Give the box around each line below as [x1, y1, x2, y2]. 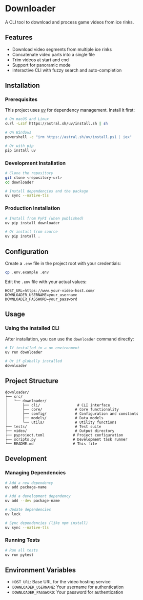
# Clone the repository [5, 170, 54, 175]
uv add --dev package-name [5, 498, 60, 504]
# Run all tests [5, 548, 38, 552]
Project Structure [5, 377, 59, 385]
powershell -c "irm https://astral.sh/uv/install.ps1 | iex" [5, 135, 132, 140]
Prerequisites [5, 96, 38, 103]
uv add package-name [5, 485, 47, 490]
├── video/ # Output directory [5, 428, 115, 433]
